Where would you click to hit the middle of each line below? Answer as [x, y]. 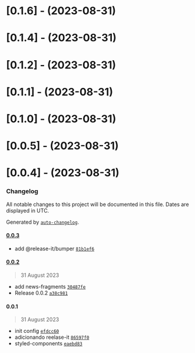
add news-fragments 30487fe [50, 287]
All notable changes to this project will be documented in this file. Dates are [98, 204]
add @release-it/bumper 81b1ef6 [54, 249]
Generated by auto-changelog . [43, 222]
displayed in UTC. [28, 210]
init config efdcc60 [37, 331]
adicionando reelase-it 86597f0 [52, 337]
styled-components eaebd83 [48, 344]
